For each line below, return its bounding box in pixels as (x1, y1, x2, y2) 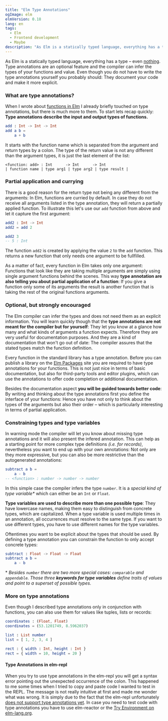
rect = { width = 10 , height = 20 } (5, 651, 81, 656)
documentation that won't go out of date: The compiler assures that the (5, 339, 152, 345)
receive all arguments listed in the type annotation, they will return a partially (5, 200, 162, 206)
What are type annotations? (5, 92, 74, 99)
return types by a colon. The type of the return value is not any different (5, 147, 153, 153)
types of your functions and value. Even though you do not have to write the (5, 68, 162, 75)
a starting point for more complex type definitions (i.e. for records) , (5, 441, 143, 447)
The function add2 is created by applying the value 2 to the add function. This (5, 248, 163, 254)
